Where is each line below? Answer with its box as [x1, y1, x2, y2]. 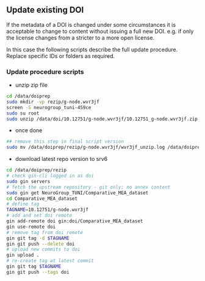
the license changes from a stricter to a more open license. [6, 34, 154, 41]
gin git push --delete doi [6, 241, 75, 247]
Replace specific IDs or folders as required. [6, 52, 115, 60]
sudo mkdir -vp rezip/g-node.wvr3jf [6, 99, 99, 105]
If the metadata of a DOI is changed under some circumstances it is [6, 21, 176, 28]
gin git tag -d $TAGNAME [6, 235, 70, 241]
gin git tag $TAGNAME [6, 263, 62, 270]
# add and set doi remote [6, 213, 72, 219]
